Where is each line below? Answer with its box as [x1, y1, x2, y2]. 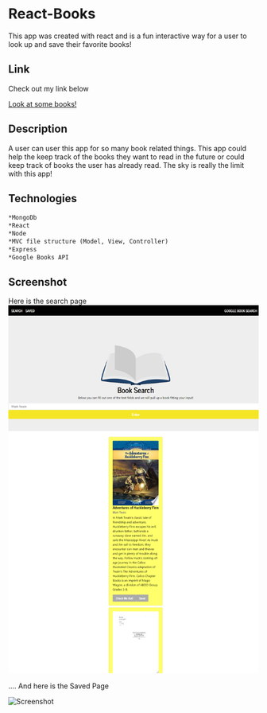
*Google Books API [8, 254, 69, 262]
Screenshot [8, 275, 68, 289]
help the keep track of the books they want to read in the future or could [8, 152, 245, 162]
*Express [8, 246, 37, 254]
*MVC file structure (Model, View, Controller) [8, 238, 169, 246]
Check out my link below [8, 84, 89, 93]
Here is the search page [8, 296, 87, 306]
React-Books [8, 5, 96, 23]
